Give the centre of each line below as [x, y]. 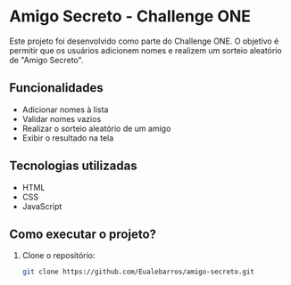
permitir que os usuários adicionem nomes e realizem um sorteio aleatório [146, 50]
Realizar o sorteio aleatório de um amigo [96, 128]
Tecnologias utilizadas [73, 166]
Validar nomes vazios [62, 118]
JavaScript [42, 206]
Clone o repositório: [58, 256]
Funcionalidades [57, 88]
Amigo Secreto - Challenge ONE [130, 16]
